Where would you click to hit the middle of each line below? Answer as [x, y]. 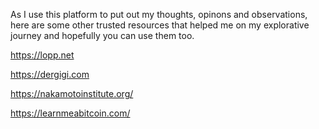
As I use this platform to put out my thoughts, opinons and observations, [159, 14]
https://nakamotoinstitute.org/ [72, 93]
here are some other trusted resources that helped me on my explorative [160, 25]
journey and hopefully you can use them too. [102, 35]
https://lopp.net [42, 55]
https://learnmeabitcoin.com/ [70, 113]
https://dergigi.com [50, 74]
